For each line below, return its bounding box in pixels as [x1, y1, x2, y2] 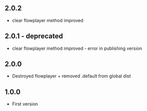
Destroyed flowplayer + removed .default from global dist [12, 73, 131, 79]
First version [12, 101, 38, 107]
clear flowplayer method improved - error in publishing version [12, 45, 142, 51]
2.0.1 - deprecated [5, 32, 63, 41]
